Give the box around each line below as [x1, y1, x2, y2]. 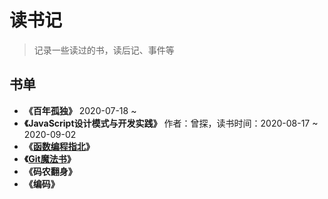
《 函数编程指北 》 [23, 140, 95, 152]
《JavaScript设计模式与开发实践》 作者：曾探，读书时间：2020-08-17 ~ [23, 117, 319, 129]
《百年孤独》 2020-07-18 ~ [23, 104, 137, 116]
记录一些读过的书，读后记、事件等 [33, 44, 175, 56]
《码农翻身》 [23, 165, 77, 177]
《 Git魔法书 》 [23, 152, 76, 165]
